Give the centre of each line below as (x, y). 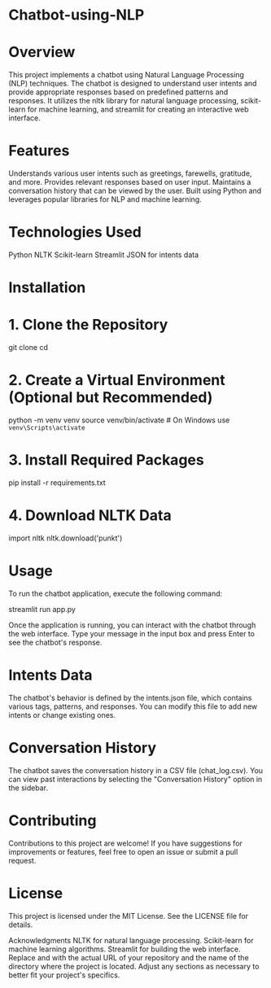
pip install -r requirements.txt (57, 483)
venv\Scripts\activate (47, 428)
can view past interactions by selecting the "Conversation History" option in (135, 779)
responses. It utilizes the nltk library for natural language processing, (124, 101)
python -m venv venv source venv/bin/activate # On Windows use (119, 420)
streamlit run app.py (42, 609)
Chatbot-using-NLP (76, 15)
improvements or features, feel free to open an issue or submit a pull (123, 851)
